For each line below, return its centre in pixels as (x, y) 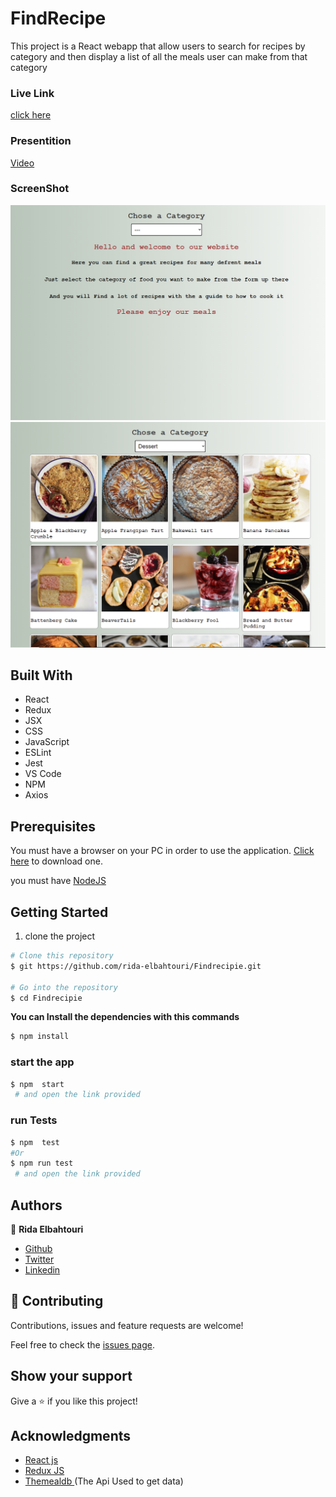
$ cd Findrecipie (46, 998)
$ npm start (37, 1084)
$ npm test (35, 1142)
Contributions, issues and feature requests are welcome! (127, 1325)
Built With (41, 675)
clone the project (60, 936)
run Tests (34, 1120)
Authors (36, 1205)
